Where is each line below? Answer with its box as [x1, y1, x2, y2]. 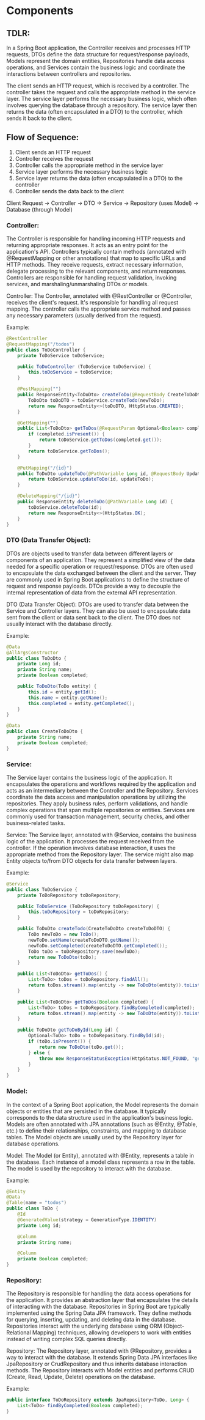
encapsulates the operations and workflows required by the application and [6, 780, 196, 788]
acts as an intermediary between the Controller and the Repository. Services [6, 786, 198, 794]
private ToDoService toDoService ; [17, 352, 105, 358]
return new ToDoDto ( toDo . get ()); [38, 1044, 124, 1050]
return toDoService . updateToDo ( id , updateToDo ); [28, 476, 154, 483]
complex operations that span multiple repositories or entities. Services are [6, 806, 195, 813]
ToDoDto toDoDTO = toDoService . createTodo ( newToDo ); [28, 397, 165, 404]
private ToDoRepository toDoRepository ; [17, 892, 121, 898]
